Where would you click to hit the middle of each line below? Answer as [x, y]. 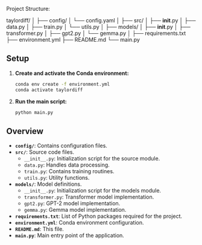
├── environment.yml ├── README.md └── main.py [73, 40]
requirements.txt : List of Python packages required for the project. [99, 216]
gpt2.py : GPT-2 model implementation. [72, 203]
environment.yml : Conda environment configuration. [79, 223]
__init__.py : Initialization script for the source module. [92, 159]
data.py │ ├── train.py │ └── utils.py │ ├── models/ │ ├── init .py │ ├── [99, 27]
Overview [25, 131]
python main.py [34, 112]
